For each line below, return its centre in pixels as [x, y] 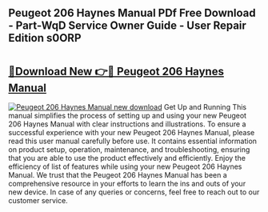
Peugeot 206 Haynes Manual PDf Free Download [132, 13]
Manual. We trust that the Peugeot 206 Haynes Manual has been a [118, 175]
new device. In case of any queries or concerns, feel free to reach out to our [134, 192]
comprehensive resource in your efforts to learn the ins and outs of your [127, 184]
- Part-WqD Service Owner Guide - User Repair [127, 26]
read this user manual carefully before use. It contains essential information [133, 141]
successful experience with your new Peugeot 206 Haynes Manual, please [132, 132]
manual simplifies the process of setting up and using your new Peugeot [127, 116]
